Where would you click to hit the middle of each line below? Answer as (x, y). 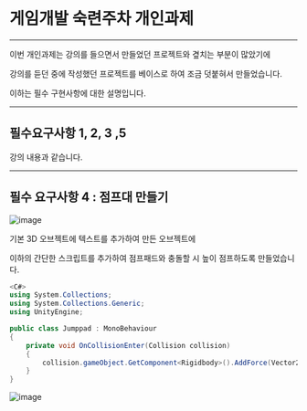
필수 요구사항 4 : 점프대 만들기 (89, 197)
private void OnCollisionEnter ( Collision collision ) (128, 345)
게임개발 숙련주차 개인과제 (102, 19)
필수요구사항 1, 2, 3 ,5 (68, 133)
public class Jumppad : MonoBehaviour (83, 329)
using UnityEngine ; (47, 312)
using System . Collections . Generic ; (77, 304)
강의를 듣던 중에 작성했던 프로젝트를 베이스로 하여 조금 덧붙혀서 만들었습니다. (146, 73)
